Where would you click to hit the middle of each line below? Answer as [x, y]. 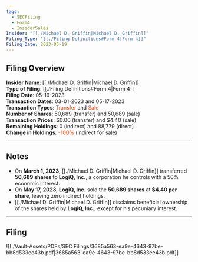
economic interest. [37, 183]
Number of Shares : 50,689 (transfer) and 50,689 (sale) [73, 114]
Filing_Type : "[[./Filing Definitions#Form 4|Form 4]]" [76, 39]
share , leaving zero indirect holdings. [60, 195]
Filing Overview [35, 68]
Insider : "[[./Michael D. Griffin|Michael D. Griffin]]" [77, 34]
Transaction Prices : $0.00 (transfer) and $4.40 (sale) [71, 120]
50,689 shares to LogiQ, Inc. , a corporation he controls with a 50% [97, 177]
